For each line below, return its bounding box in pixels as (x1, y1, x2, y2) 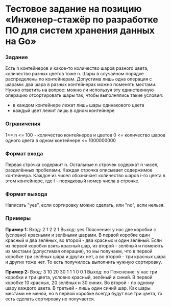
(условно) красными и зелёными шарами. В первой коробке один (5, 232, 150, 238)
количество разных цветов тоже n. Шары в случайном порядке (5, 71, 144, 77)
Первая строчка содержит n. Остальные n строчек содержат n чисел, (5, 161, 159, 168)
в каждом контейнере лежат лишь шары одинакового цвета (12, 102, 144, 108)
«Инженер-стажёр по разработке (5, 14, 158, 25)
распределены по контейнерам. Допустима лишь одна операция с (5, 76, 152, 82)
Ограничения (5, 120, 41, 127)
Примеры (5, 215, 31, 222)
